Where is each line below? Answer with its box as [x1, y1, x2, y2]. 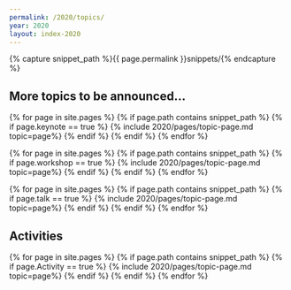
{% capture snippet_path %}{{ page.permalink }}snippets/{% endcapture [9, 54, 276, 65]
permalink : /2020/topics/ [9, 12, 104, 22]
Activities [9, 228, 64, 243]
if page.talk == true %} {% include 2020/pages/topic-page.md [9, 194, 238, 204]
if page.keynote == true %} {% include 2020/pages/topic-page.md [9, 121, 254, 133]
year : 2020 [9, 21, 50, 30]
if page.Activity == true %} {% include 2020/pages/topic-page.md [9, 262, 252, 271]
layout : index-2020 [9, 29, 81, 38]
